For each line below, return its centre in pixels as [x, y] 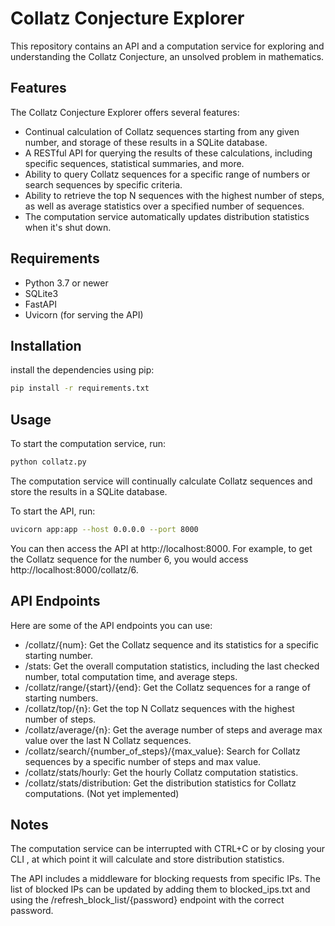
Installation [46, 345]
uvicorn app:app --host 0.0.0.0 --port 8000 [104, 529]
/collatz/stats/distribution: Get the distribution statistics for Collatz [160, 783]
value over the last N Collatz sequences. [108, 740]
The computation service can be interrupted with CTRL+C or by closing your [167, 849]
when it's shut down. [68, 227]
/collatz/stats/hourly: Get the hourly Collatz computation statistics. [161, 772]
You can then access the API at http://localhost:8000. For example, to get [161, 548]
